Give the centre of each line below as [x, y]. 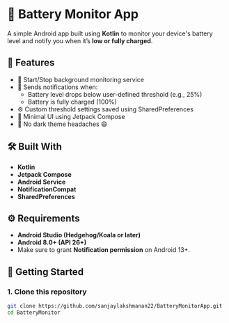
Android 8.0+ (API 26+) [52, 242]
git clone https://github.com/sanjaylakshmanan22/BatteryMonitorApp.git [115, 306]
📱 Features [31, 63]
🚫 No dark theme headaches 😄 [62, 124]
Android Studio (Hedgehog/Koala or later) [79, 235]
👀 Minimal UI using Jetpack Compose [71, 116]
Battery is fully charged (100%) [72, 102]
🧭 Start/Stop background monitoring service [81, 79]
